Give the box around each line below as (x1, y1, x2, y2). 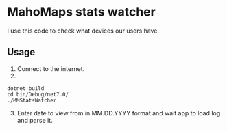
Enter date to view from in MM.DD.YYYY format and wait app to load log (16, 108, 221, 117)
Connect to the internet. (16, 64, 85, 72)
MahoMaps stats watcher (7, 4, 156, 20)
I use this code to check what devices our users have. (7, 27, 160, 35)
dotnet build (7, 85, 45, 92)
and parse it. (16, 116, 53, 124)
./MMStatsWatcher (7, 97, 57, 104)
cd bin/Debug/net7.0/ (7, 91, 69, 98)
